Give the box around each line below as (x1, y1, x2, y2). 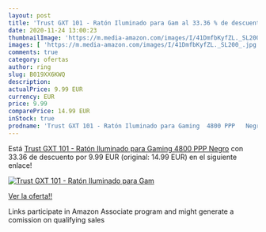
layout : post (8, 11, 51, 20)
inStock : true (8, 115, 55, 123)
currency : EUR (8, 93, 55, 101)
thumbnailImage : (8, 33, 62, 42)
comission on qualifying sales (8, 215, 105, 224)
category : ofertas (8, 56, 69, 64)
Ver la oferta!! (8, 191, 53, 200)
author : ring (8, 63, 51, 71)
